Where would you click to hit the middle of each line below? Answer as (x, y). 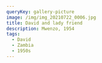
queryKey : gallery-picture (40, 12)
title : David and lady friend (45, 23)
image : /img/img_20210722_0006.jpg (51, 17)
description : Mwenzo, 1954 (40, 28)
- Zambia (23, 46)
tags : (13, 34)
